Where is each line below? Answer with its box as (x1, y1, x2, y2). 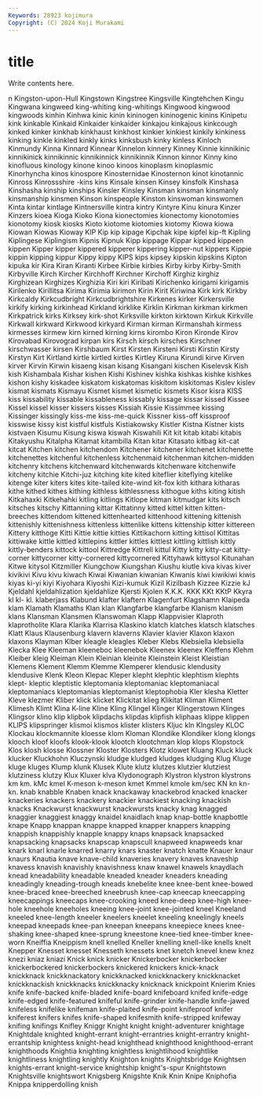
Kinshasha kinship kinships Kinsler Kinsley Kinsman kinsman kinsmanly (8, 186, 239, 195)
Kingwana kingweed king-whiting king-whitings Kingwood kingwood (8, 102, 231, 112)
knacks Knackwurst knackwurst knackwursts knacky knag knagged (8, 804, 228, 814)
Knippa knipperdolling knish (8, 1080, 98, 1089)
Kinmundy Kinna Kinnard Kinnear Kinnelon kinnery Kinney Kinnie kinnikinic (8, 144, 250, 153)
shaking (8, 930, 34, 939)
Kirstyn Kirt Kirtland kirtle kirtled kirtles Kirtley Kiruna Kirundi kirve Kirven (8, 353, 245, 363)
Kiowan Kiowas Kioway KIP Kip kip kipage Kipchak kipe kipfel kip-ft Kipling (8, 227, 251, 237)
